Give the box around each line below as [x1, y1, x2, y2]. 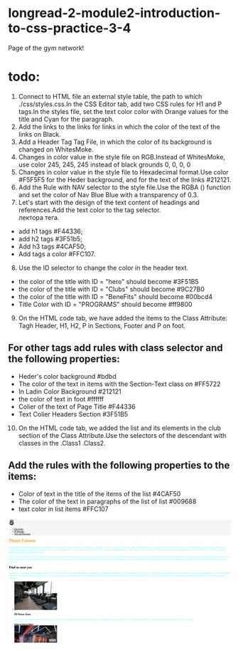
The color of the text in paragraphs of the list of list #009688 [18, 497, 197, 505]
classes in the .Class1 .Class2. [18, 439, 106, 447]
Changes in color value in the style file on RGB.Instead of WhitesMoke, [18, 152, 226, 161]
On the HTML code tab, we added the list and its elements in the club [18, 424, 222, 432]
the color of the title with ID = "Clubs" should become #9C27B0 [18, 285, 205, 293]
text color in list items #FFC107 [18, 504, 109, 513]
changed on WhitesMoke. [18, 145, 94, 154]
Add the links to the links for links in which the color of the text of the [18, 122, 220, 131]
